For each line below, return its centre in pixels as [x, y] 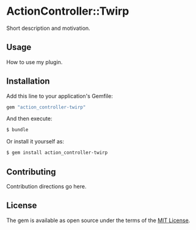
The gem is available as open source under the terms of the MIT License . [98, 220]
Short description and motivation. [48, 28]
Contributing [31, 172]
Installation [28, 81]
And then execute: [29, 119]
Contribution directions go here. [46, 186]
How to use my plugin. [34, 62]
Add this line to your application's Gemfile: [60, 96]
